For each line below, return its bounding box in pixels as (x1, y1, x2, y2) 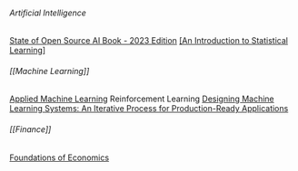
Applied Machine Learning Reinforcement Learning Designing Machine (9, 93, 274, 104)
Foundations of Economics (9, 152, 110, 163)
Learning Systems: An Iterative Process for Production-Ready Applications (9, 103, 289, 114)
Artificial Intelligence (9, 7, 86, 18)
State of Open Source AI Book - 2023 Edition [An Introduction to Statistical (9, 35, 289, 46)
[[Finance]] (9, 124, 52, 135)
